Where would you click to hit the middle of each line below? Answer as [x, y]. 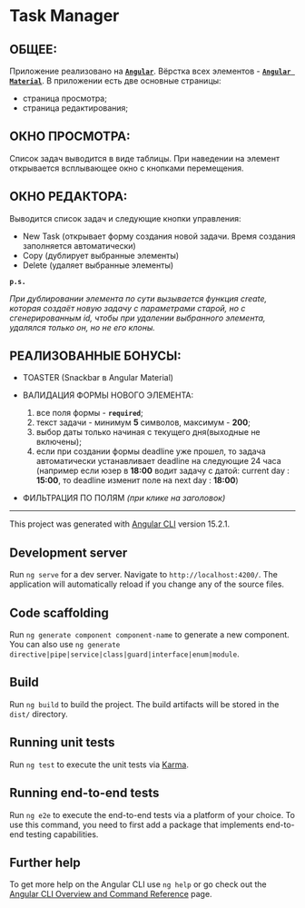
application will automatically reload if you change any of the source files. [147, 584]
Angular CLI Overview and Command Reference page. [111, 894]
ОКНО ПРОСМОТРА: [70, 137]
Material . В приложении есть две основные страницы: [115, 81]
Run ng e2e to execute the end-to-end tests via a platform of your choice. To [152, 814]
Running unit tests [62, 742]
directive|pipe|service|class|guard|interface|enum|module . [124, 654]
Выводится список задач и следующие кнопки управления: [126, 218]
